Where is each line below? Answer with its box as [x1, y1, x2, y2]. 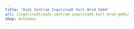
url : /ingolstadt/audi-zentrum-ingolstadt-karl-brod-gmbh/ [5, 12, 130, 17]
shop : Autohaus [5, 16, 37, 21]
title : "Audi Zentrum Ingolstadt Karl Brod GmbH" [5, 7, 110, 12]
